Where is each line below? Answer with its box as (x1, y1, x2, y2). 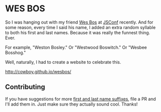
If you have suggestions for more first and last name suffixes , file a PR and (5, 96, 156, 102)
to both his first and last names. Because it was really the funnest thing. (5, 29, 150, 35)
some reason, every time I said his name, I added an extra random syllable (5, 24, 156, 30)
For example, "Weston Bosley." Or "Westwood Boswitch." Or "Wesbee (5, 44, 147, 50)
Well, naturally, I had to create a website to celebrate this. (5, 59, 122, 65)
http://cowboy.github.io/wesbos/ (5, 68, 71, 74)
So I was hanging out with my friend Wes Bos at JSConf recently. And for (5, 19, 154, 25)
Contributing (5, 83, 45, 91)
